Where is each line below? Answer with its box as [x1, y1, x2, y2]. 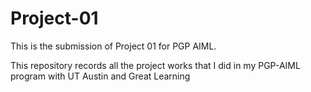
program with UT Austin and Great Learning [10, 70, 191, 82]
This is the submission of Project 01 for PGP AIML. [10, 40, 217, 52]
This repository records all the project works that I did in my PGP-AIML [10, 59, 301, 71]
